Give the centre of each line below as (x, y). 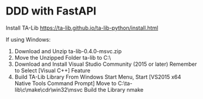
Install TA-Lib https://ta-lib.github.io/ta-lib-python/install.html (82, 28)
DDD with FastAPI (51, 11)
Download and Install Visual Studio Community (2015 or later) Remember (105, 64)
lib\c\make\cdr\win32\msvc (49, 89)
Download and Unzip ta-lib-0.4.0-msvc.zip (68, 51)
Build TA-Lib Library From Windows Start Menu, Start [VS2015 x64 (98, 77)
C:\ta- (125, 83)
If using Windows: (28, 39)
